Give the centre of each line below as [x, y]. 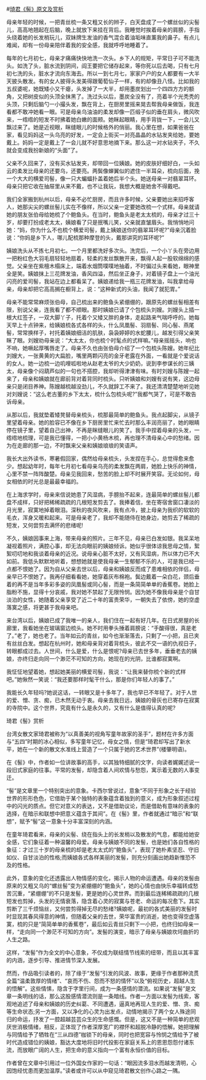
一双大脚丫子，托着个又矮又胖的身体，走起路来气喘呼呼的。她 [116, 317]
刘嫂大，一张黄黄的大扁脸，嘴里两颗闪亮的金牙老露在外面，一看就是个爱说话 [103, 356]
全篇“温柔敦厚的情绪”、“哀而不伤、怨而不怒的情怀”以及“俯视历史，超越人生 [101, 981]
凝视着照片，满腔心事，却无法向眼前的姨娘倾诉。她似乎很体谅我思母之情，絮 [103, 546]
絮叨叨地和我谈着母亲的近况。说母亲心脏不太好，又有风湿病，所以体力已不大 [103, 553]
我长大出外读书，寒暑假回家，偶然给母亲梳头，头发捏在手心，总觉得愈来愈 [100, 458]
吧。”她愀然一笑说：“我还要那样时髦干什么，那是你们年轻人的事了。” [90, 679]
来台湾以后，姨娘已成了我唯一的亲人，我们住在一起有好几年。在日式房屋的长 [103, 620]
